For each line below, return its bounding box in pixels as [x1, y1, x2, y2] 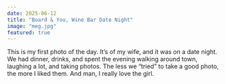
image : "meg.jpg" [7, 23, 57, 29]
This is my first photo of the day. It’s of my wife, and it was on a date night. [7, 48, 217, 56]
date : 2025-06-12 [7, 10, 57, 17]
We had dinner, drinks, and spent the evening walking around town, [7, 55, 198, 64]
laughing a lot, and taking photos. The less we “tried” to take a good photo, [7, 62, 220, 70]
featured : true [7, 29, 51, 36]
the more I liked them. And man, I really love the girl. [7, 70, 154, 78]
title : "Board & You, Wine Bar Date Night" [7, 16, 134, 23]
